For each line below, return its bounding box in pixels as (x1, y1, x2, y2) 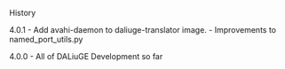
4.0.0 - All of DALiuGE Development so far (9, 51, 163, 61)
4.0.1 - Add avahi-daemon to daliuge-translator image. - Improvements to (9, 25, 277, 34)
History (9, 8, 36, 18)
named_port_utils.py (9, 34, 83, 44)
